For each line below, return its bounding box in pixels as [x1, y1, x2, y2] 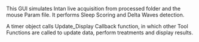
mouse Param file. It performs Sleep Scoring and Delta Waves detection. [6, 11, 185, 18]
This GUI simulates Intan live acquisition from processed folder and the [6, 5, 181, 12]
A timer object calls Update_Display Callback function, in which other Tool [6, 23, 188, 30]
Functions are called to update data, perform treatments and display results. [6, 29, 193, 36]
